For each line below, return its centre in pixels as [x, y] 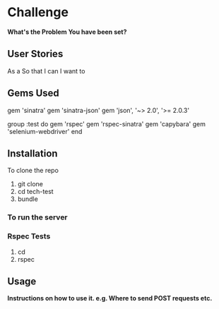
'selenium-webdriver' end [45, 131]
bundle [28, 199]
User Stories [35, 54]
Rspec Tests [29, 236]
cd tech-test [36, 192]
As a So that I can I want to [46, 71]
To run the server [38, 217]
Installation [32, 153]
